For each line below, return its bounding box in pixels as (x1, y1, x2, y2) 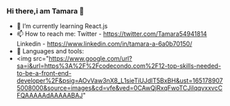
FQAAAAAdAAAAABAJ (16, 91, 83, 100)
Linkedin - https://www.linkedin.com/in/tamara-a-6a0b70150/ (16, 39, 193, 48)
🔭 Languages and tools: (16, 47, 85, 55)
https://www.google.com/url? (48, 55, 132, 63)
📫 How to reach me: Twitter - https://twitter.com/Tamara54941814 (16, 30, 207, 38)
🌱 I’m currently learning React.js (16, 22, 108, 30)
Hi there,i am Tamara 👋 (6, 6, 85, 16)
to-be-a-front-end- (16, 69, 72, 78)
